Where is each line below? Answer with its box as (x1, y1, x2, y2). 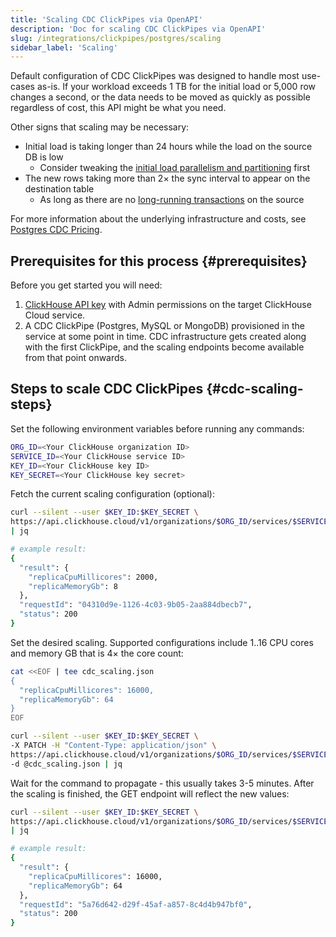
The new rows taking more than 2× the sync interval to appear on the (24, 172, 311, 185)
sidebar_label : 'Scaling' (10, 42, 118, 53)
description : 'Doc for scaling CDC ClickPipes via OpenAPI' (10, 24, 267, 34)
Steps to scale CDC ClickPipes (10, 381, 204, 398)
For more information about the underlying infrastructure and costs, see (10, 213, 307, 225)
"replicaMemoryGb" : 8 (28, 581, 118, 591)
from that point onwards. (24, 352, 128, 364)
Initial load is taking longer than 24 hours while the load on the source (24, 141, 313, 153)
